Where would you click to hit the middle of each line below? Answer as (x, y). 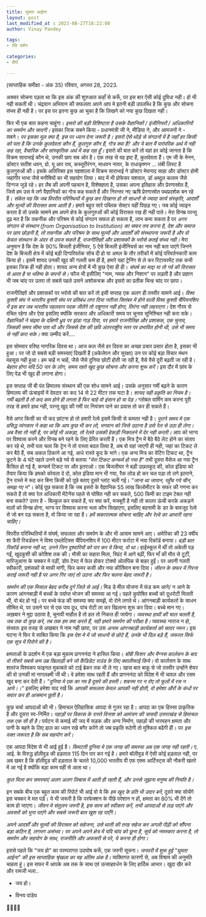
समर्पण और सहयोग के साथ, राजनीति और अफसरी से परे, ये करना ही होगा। (77, 838)
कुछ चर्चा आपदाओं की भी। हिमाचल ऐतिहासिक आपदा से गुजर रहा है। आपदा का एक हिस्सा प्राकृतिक (101, 707)
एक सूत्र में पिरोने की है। (29, 642)
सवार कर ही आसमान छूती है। (35, 695)
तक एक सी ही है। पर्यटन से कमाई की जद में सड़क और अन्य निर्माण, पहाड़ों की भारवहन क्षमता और (98, 721)
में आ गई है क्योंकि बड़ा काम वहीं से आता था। (49, 767)
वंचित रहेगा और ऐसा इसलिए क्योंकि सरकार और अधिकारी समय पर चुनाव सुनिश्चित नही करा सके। (99, 313)
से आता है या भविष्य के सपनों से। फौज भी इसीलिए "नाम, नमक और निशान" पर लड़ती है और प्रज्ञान (100, 274)
